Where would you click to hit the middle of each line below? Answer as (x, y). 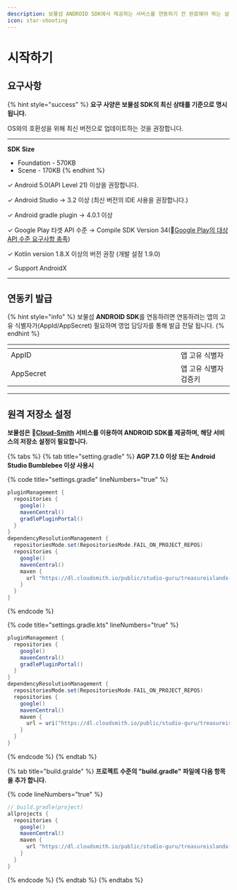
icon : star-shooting (38, 21)
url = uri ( (42, 723)
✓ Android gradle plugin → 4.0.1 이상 (60, 215)
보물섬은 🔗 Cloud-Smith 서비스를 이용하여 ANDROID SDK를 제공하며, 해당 (110, 433)
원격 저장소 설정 (39, 414)
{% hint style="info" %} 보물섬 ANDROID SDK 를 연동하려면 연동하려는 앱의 (113, 317)
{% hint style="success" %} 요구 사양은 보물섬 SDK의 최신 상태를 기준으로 (111, 104)
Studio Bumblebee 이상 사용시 (50, 466)
